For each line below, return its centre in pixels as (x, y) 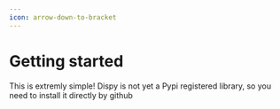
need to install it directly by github (71, 95)
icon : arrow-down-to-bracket (63, 17)
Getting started (66, 61)
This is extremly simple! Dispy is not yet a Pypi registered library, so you (140, 86)
